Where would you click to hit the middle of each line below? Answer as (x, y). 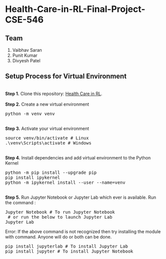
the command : (21, 202)
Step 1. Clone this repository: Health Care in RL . (54, 94)
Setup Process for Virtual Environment (66, 76)
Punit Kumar (25, 55)
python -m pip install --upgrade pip (51, 172)
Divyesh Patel (26, 61)
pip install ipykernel (33, 177)
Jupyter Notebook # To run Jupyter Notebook (60, 212)
